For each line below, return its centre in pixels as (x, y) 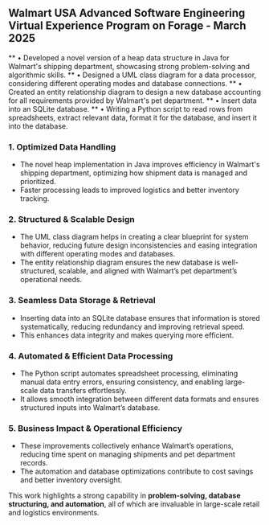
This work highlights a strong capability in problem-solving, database (124, 496)
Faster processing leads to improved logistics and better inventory (129, 190)
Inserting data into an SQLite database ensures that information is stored (140, 318)
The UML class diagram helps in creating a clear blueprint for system (134, 237)
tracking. (35, 199)
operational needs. (51, 280)
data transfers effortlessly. (83, 390)
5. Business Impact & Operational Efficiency (96, 428)
